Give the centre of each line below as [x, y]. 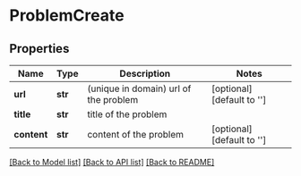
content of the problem [136, 134]
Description [145, 74]
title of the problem [127, 114]
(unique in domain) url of [139, 88]
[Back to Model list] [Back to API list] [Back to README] [112, 162]
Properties [39, 49]
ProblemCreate [67, 16]
